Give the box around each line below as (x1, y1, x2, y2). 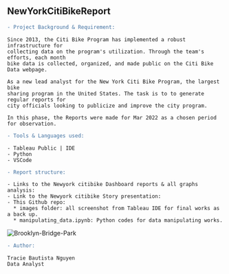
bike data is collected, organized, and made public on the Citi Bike (7, 60, 214, 67)
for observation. (7, 120, 57, 127)
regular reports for (7, 96, 67, 103)
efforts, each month (7, 54, 67, 61)
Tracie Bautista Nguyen (7, 255, 76, 262)
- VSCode (7, 157, 32, 163)
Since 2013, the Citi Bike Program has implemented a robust (7, 36, 186, 43)
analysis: (7, 187, 36, 194)
